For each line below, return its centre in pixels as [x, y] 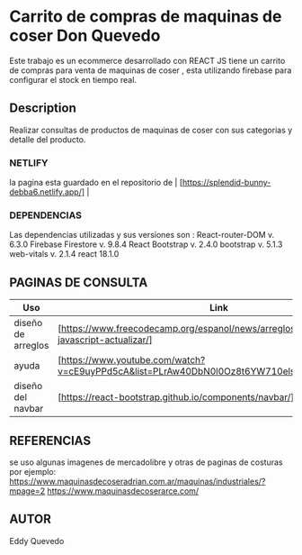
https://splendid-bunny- [227, 183]
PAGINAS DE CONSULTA [79, 282]
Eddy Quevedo [37, 541]
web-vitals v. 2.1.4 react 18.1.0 [64, 254]
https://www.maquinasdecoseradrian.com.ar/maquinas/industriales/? [138, 481]
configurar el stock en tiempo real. [73, 79]
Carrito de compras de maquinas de [146, 17]
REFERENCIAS [50, 440]
